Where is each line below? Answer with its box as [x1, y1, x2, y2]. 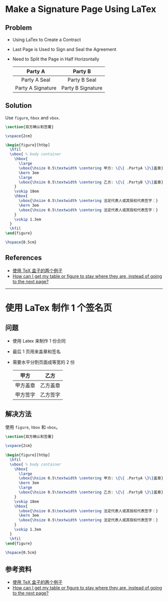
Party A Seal [21, 76, 50, 83]
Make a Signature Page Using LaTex [5, 3, 156, 15]
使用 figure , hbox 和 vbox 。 [5, 424, 61, 430]
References [5, 253, 42, 262]
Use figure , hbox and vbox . [5, 114, 60, 120]
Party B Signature [61, 84, 102, 91]
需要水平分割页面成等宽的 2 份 [12, 359, 75, 365]
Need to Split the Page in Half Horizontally [12, 56, 99, 62]
